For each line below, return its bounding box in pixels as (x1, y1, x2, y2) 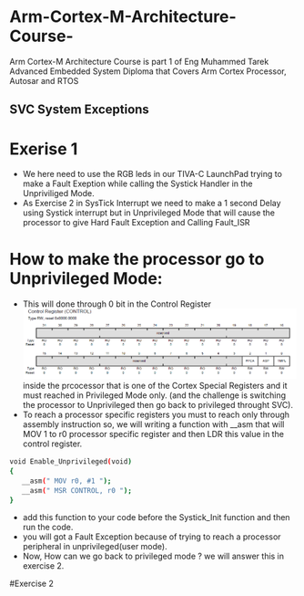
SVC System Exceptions (9, 102, 150, 118)
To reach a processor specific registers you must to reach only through (22, 409, 289, 421)
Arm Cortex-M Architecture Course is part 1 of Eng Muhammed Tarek (9, 56, 269, 67)
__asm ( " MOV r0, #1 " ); (21, 476, 112, 486)
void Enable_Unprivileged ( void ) (9, 457, 132, 466)
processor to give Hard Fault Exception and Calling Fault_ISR (22, 217, 250, 228)
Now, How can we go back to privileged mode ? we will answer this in (22, 550, 285, 562)
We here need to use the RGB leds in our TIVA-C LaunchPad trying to (22, 169, 282, 180)
